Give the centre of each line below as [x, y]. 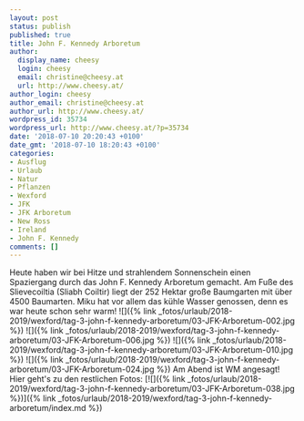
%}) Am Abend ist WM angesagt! [218, 369]
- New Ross [30, 221]
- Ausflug [28, 162]
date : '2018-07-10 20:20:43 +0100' [77, 137]
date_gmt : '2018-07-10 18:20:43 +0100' [85, 145]
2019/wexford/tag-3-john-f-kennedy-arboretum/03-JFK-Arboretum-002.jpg [152, 321]
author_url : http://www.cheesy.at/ [77, 111]
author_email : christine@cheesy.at [77, 103]
